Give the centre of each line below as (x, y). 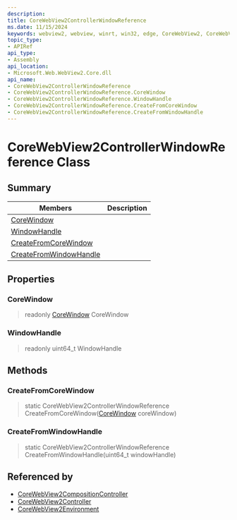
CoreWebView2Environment (58, 509)
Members (56, 207)
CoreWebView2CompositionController (73, 494)
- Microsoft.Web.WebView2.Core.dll (60, 73)
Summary (29, 188)
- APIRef (20, 47)
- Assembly (23, 60)
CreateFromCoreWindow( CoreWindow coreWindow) (101, 413)
